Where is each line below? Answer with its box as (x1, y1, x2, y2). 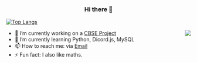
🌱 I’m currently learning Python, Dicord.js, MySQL (14, 36, 135, 43)
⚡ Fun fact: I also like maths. (14, 51, 83, 58)
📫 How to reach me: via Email (14, 43, 88, 50)
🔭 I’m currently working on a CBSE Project (14, 30, 116, 37)
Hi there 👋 (84, 5, 113, 13)
